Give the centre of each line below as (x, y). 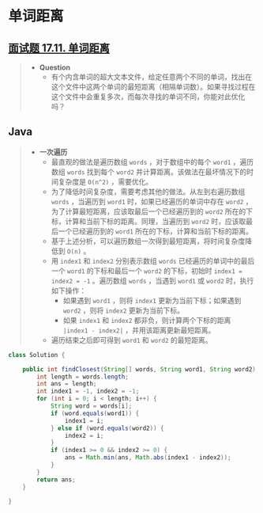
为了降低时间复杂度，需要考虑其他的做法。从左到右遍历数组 (148, 192)
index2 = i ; (84, 435)
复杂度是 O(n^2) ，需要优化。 (105, 181)
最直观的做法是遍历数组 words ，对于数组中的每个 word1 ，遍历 (152, 161)
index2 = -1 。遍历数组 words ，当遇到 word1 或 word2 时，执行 (152, 280)
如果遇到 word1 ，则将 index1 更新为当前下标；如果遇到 (152, 300)
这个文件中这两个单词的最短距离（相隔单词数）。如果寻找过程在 (153, 87)
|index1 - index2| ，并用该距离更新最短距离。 (139, 330)
